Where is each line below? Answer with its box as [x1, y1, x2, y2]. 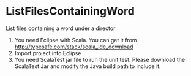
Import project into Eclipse [14, 49, 81, 56]
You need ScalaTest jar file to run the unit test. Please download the [14, 56, 185, 63]
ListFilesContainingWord [6, 4, 135, 18]
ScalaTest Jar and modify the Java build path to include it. [14, 63, 161, 70]
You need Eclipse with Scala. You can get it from [14, 36, 137, 44]
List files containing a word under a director [6, 25, 116, 32]
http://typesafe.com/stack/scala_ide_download [14, 43, 133, 50]
